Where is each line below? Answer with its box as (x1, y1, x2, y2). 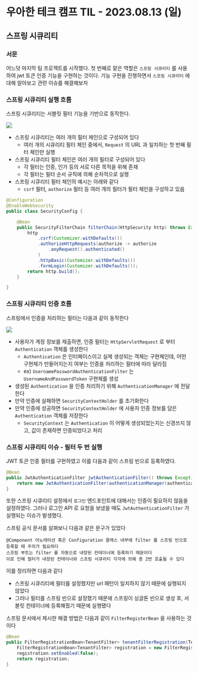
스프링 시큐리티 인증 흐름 (6, 300, 72, 308)
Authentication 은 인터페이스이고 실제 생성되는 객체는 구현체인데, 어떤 (23, 352, 187, 360)
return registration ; (16, 656, 70, 662)
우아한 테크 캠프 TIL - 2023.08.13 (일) (6, 5, 182, 19)
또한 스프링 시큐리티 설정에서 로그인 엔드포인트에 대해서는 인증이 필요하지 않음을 (6, 497, 189, 504)
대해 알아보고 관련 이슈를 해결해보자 (6, 79, 88, 86)
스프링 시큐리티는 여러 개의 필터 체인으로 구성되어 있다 (14, 134, 140, 141)
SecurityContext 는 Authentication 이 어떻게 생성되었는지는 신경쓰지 (23, 419, 185, 426)
